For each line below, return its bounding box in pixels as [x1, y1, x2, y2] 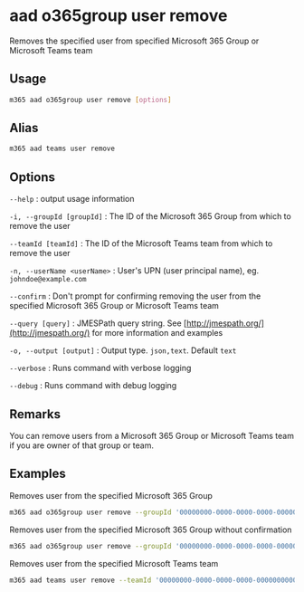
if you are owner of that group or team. [9, 440, 155, 451]
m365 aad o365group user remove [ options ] [9, 95, 172, 104]
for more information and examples [91, 328, 223, 339]
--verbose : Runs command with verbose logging [9, 363, 192, 374]
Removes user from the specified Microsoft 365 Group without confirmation [9, 524, 292, 535]
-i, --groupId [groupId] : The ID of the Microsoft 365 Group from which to [9, 211, 291, 222]
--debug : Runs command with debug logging [9, 380, 177, 391]
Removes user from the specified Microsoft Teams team [9, 558, 219, 568]
